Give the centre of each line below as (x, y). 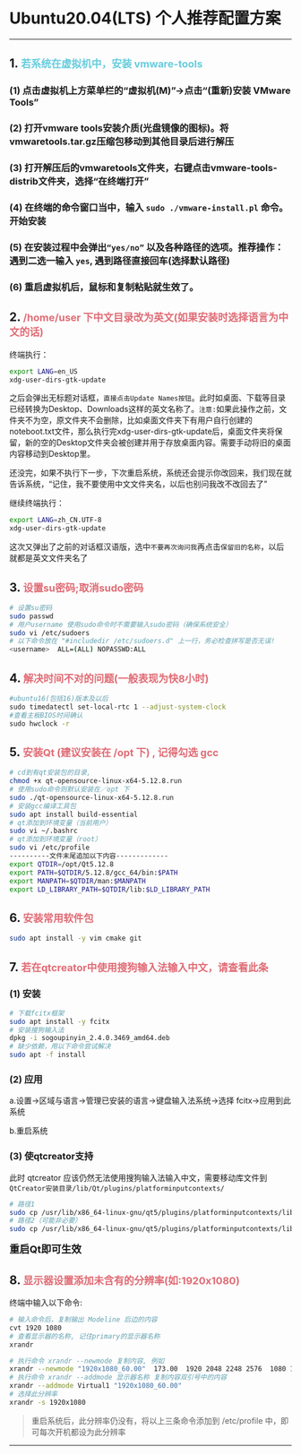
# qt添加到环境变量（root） (56, 839)
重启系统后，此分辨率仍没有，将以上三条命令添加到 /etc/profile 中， (156, 1420)
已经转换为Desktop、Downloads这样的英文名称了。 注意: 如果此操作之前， (144, 409)
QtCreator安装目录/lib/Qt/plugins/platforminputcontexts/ (117, 1188)
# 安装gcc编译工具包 (43, 806)
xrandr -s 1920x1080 (48, 1402)
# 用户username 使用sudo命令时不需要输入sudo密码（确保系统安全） (121, 624)
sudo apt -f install (48, 1055)
